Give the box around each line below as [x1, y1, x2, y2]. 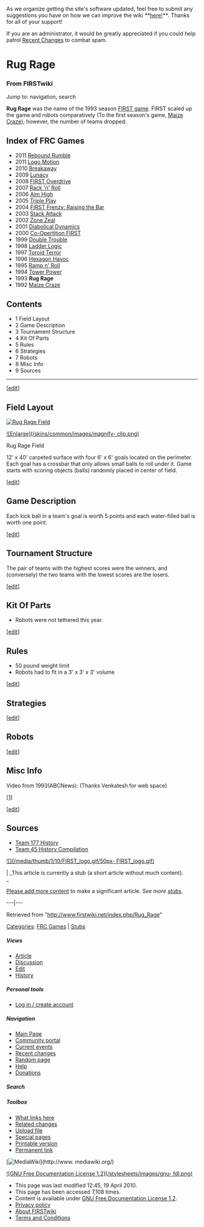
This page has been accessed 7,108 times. [15, 1188, 121, 1195]
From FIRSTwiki [6, 79, 53, 88]
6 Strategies [15, 347, 46, 355]
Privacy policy [15, 1201, 51, 1208]
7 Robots [15, 354, 38, 361]
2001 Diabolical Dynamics [15, 223, 80, 230]
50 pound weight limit [15, 662, 70, 670]
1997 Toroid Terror [15, 249, 62, 256]
